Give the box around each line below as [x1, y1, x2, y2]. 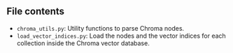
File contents [6, 6, 64, 17]
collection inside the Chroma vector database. [16, 38, 150, 47]
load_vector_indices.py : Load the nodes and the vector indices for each [16, 31, 227, 40]
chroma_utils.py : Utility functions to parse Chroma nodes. [16, 24, 185, 32]
